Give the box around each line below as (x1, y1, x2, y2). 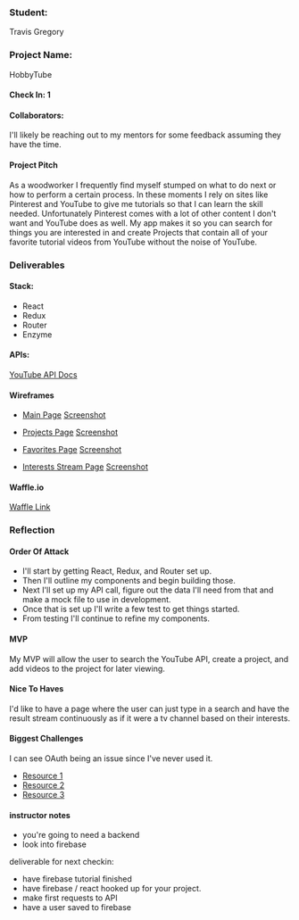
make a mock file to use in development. (21, 594, 171, 605)
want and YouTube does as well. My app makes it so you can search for (9, 217, 273, 228)
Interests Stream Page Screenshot (21, 461, 149, 472)
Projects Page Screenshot (21, 427, 119, 438)
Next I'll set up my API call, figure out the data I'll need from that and (21, 584, 274, 595)
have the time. (9, 139, 62, 150)
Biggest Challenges (9, 734, 84, 744)
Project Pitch (9, 159, 58, 170)
